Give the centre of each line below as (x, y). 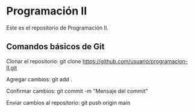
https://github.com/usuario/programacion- (135, 61)
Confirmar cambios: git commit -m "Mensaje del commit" (77, 91)
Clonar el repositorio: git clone (44, 61)
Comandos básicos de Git (55, 47)
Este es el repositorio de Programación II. (57, 28)
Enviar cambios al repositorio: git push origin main (68, 102)
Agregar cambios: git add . (39, 79)
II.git (12, 67)
